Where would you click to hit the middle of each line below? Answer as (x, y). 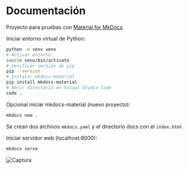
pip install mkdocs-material (42, 82)
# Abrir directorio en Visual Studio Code (59, 88)
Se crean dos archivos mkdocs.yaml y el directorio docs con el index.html (94, 126)
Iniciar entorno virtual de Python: (46, 38)
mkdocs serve (22, 148)
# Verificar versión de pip (41, 66)
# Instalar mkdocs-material (41, 77)
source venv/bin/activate (38, 60)
